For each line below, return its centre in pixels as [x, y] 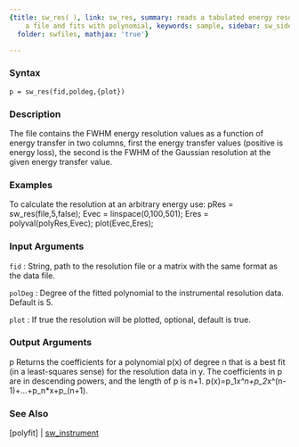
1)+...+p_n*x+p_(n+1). [49, 390]
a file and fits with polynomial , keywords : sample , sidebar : [143, 26]
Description [35, 114]
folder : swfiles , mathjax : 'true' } [83, 34]
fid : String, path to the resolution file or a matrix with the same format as [144, 266]
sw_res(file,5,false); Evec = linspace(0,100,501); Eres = [109, 214]
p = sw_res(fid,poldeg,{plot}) [67, 91]
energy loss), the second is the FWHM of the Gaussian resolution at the [140, 152]
